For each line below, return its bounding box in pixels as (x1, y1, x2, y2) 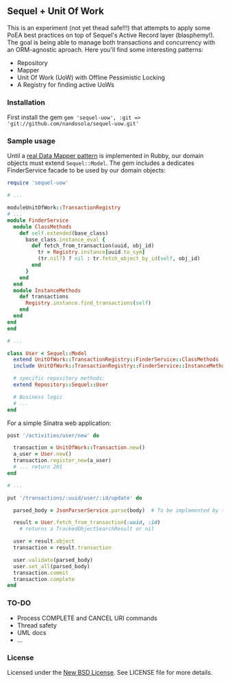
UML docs (16, 628, 47, 636)
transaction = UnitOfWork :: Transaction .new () (13, 444, 146, 451)
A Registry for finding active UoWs (16, 80, 114, 88)
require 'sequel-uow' (7, 179, 69, 187)
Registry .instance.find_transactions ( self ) (25, 300, 152, 307)
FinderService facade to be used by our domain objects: (7, 166, 166, 175)
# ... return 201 (13, 463, 63, 471)
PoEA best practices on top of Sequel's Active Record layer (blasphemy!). (7, 31, 215, 39)
